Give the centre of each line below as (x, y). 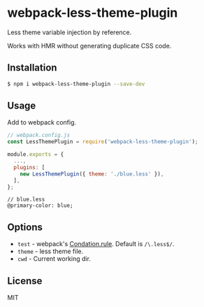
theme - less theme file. (50, 251)
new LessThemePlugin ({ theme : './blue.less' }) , (92, 174)
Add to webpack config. (42, 122)
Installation (32, 68)
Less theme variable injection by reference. (70, 32)
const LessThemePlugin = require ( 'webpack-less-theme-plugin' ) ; (103, 142)
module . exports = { (36, 155)
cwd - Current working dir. (54, 259)
